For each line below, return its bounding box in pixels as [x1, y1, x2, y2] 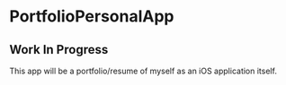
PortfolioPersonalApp [9, 6, 174, 27]
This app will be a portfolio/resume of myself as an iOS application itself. [9, 65, 277, 76]
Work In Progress [9, 42, 109, 57]
